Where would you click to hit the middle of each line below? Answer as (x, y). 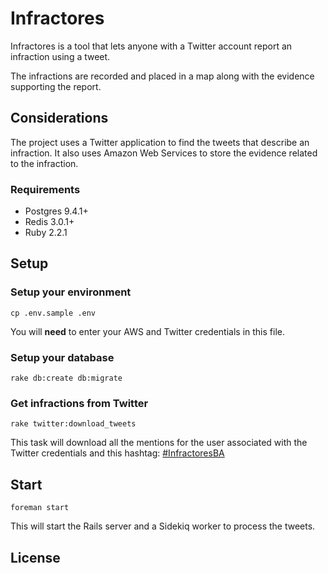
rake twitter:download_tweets (73, 424)
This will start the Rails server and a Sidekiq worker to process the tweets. (163, 526)
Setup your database (62, 357)
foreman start (40, 508)
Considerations (59, 118)
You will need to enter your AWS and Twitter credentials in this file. (147, 331)
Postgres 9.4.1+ (56, 211)
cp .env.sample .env (53, 313)
